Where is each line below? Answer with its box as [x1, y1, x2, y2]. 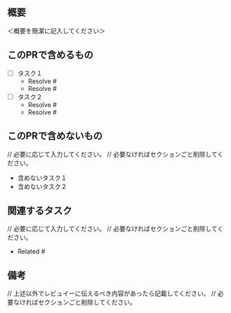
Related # [17, 247, 46, 256]
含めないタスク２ [17, 182, 67, 190]
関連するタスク [7, 204, 72, 216]
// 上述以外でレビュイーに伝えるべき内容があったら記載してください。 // [7, 289, 216, 298]
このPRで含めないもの [7, 130, 103, 142]
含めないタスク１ [17, 174, 67, 182]
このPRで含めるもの [7, 49, 93, 61]
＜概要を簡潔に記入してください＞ [7, 27, 106, 35]
